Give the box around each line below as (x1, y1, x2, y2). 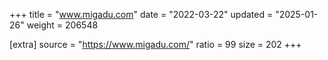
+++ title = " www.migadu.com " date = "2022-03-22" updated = (9, 9, 274, 20)
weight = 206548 (26, 19, 99, 31)
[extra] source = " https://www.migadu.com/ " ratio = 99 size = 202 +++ (9, 39, 302, 50)
